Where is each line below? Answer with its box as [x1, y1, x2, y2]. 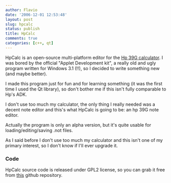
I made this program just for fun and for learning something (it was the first [5, 80, 162, 86]
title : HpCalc [5, 31, 36, 36]
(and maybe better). [5, 71, 47, 77]
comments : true [5, 36, 38, 41]
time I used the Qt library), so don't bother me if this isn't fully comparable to [5, 86, 166, 92]
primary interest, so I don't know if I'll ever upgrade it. [5, 142, 118, 148]
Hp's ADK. [5, 91, 27, 97]
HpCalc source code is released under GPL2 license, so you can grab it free [5, 167, 165, 173]
